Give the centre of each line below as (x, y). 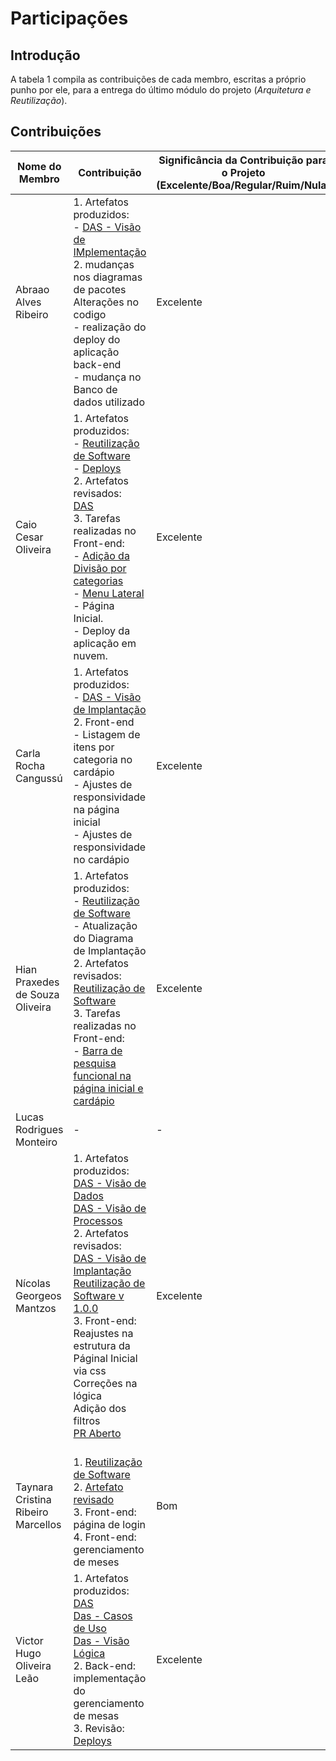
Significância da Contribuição (231, 160)
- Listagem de (107, 734)
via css (90, 1370)
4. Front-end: (105, 1537)
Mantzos (36, 1308)
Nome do (39, 166)
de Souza (37, 994)
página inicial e (108, 1088)
